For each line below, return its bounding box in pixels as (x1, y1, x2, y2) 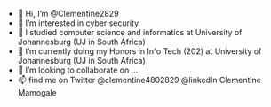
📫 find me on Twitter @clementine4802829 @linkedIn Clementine (17, 75, 262, 85)
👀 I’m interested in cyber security (17, 18, 139, 28)
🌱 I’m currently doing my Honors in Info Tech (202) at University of (17, 46, 262, 57)
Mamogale (17, 88, 57, 97)
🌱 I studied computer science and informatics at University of (17, 27, 243, 37)
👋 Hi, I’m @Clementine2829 (17, 9, 119, 19)
